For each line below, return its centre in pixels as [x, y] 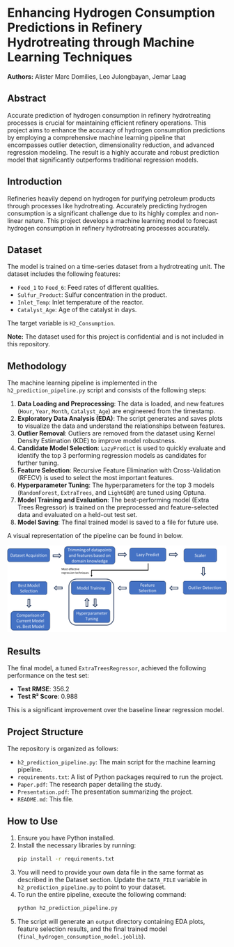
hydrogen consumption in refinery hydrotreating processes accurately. [109, 228]
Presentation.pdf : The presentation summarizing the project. [105, 792]
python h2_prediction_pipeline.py [67, 908]
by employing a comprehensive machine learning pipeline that [96, 137]
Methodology [37, 366]
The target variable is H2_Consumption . [61, 323]
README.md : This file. [46, 799]
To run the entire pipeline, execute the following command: [102, 894]
